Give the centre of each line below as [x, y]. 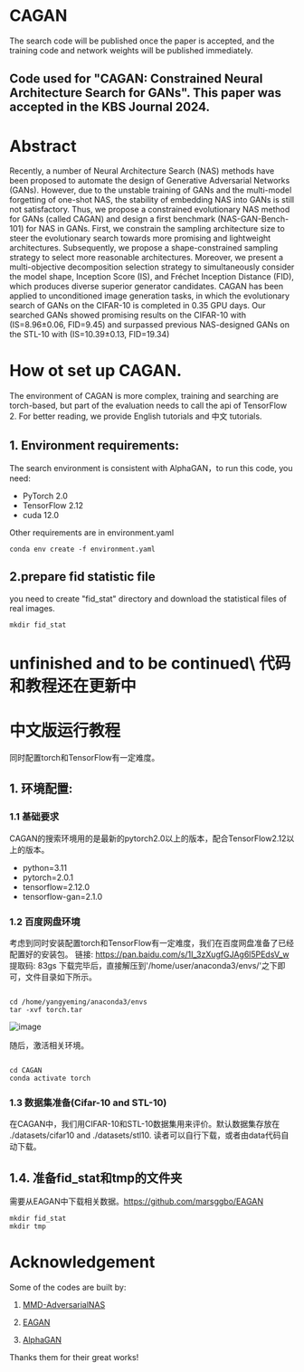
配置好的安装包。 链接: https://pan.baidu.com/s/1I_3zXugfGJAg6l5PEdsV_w [149, 954]
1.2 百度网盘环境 [45, 922]
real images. [33, 608]
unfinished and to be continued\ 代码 [150, 663]
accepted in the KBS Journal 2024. [110, 107]
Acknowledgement [82, 1262]
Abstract [43, 146]
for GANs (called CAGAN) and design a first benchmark [113, 219]
